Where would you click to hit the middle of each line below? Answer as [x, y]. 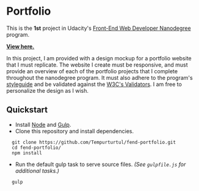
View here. [20, 46]
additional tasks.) [37, 171]
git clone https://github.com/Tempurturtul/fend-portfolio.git [94, 142]
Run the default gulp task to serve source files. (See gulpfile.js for [100, 164]
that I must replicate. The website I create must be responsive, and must [97, 65]
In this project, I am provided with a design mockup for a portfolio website [99, 58]
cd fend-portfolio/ [37, 148]
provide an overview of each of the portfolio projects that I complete [92, 71]
